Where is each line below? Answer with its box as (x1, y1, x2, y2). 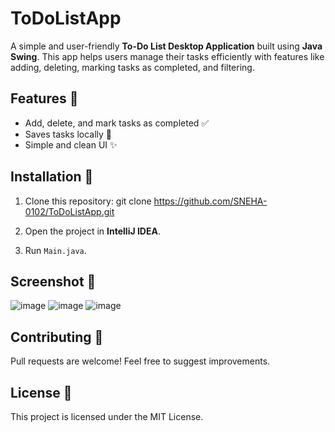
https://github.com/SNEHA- (153, 195, 268, 207)
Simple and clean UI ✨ (24, 138, 118, 151)
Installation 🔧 (10, 168, 94, 186)
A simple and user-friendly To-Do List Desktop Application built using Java (10, 40, 323, 52)
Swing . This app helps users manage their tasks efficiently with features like (10, 50, 325, 62)
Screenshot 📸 (10, 273, 97, 290)
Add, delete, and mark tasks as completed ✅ (24, 117, 210, 129)
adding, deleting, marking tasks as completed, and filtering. (10, 61, 255, 73)
